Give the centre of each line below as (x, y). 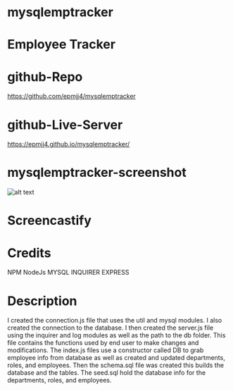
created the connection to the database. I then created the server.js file (110, 328)
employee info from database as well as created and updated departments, (116, 358)
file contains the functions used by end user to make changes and (103, 343)
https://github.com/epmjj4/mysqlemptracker (71, 97)
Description (42, 301)
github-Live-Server (65, 125)
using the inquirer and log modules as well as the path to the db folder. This (116, 335)
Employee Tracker (62, 45)
